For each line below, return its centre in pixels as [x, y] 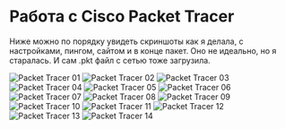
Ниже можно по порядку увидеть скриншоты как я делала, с [126, 41]
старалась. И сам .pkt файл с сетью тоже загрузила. [110, 60]
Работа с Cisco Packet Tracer [122, 17]
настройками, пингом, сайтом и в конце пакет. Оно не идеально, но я [143, 50]
